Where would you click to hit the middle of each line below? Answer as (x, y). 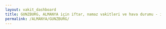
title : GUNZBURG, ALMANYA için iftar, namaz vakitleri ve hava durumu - (82, 14)
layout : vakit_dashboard (31, 10)
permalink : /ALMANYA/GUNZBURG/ (37, 19)
